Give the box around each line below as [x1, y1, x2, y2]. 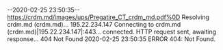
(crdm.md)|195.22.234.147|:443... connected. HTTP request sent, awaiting [7, 27, 217, 36]
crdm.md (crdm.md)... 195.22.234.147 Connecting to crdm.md [7, 21, 181, 28]
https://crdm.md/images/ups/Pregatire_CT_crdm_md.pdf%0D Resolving [7, 13, 210, 21]
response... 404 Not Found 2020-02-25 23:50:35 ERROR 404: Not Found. [7, 35, 216, 43]
